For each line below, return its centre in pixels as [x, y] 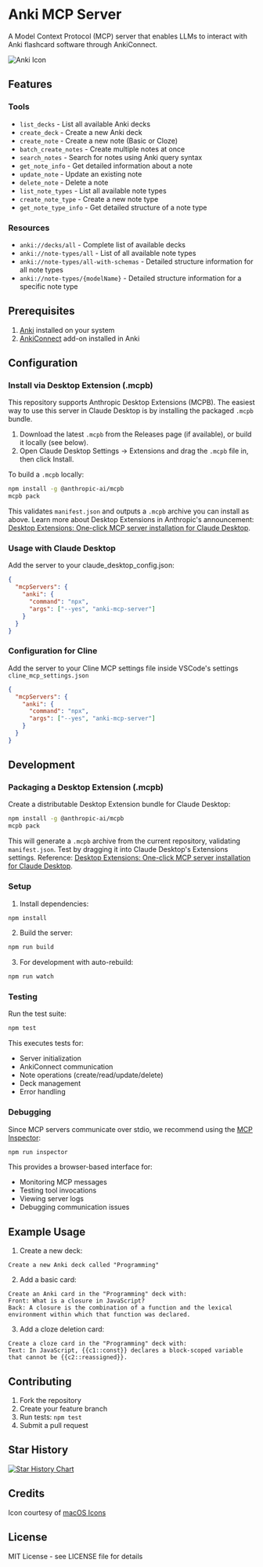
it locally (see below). [54, 443]
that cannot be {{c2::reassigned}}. [68, 1357]
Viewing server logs [52, 1199]
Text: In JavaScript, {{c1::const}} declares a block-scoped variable [126, 1351]
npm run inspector [38, 1152]
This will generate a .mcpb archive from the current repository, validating [124, 841]
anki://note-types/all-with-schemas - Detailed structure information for [136, 261]
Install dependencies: [54, 904]
